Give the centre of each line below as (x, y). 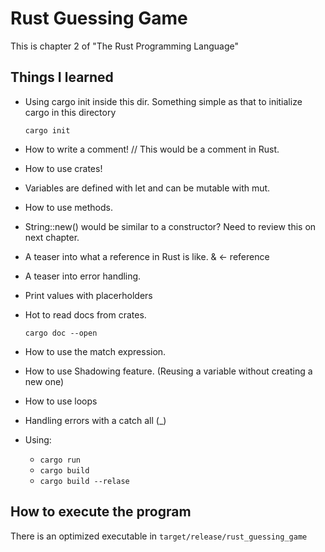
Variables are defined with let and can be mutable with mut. (147, 188)
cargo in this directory (70, 112)
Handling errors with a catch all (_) (95, 420)
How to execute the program (101, 512)
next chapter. (52, 237)
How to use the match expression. (95, 351)
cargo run (60, 460)
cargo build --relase (84, 481)
